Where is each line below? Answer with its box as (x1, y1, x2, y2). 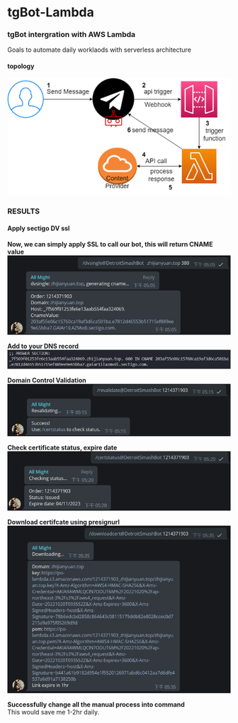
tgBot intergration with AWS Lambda (7, 30, 136, 40)
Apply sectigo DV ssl (7, 224, 70, 232)
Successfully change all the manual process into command (7, 700, 186, 709)
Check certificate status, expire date (7, 443, 118, 452)
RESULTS (7, 206, 40, 216)
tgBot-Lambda (7, 4, 94, 21)
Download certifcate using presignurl (7, 518, 120, 527)
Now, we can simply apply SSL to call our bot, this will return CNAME (7, 240, 213, 248)
